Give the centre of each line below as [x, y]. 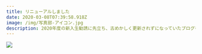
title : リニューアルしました [38, 12]
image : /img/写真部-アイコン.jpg [45, 23]
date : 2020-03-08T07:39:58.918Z [47, 17]
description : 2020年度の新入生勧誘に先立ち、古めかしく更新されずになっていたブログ [101, 28]
